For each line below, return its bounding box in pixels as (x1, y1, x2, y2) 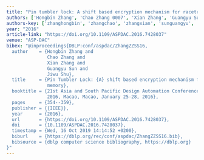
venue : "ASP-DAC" (6, 37, 50, 43)
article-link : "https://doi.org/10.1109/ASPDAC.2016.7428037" (6, 32, 167, 38)
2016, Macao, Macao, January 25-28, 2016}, (47, 94, 159, 100)
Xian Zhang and (47, 60, 86, 66)
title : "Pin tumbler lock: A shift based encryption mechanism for (6, 9, 181, 15)
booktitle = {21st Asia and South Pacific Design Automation (12, 88, 170, 94)
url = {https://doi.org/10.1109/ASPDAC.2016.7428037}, (12, 116, 170, 122)
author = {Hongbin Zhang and (12, 49, 94, 55)
